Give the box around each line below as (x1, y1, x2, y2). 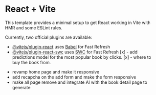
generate (12, 84, 31, 90)
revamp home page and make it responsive (12, 69, 99, 74)
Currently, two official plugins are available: (5, 34, 92, 40)
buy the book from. (12, 59, 51, 65)
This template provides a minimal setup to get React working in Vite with (5, 20, 151, 25)
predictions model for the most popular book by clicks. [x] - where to (12, 54, 152, 60)
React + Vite (5, 3, 56, 15)
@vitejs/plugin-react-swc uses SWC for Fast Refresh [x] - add (12, 49, 138, 55)
